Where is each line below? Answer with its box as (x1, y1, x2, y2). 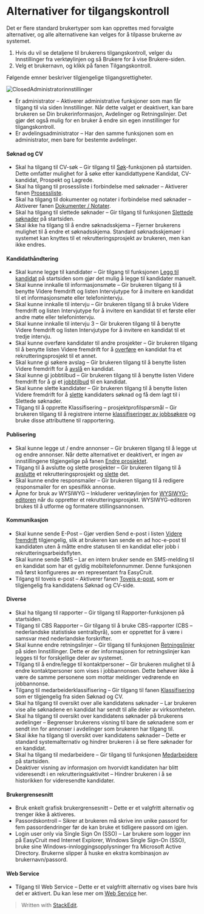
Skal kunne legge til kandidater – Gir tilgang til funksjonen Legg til (15, 269, 179, 276)
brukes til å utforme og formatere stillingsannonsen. (15, 503, 144, 510)
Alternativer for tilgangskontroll (6, 4, 170, 18)
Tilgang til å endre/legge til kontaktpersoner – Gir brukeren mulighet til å (15, 661, 195, 668)
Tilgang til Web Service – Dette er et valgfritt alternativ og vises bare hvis (15, 883, 198, 891)
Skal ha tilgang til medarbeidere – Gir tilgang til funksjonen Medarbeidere (15, 751, 198, 758)
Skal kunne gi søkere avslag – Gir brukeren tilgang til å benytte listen (15, 359, 186, 366)
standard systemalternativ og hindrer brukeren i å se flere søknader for (15, 738, 193, 745)
